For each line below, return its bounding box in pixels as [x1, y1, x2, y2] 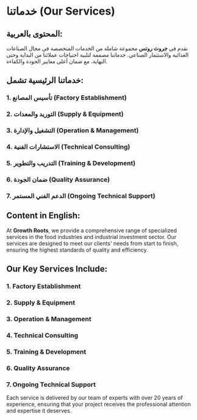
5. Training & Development [6, 347, 87, 356]
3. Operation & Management [6, 315, 91, 323]
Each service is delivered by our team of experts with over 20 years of [6, 394, 183, 401]
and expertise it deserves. [6, 407, 72, 414]
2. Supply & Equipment [6, 298, 75, 307]
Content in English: [6, 210, 81, 221]
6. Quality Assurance [6, 364, 70, 372]
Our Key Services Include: [6, 264, 108, 274]
